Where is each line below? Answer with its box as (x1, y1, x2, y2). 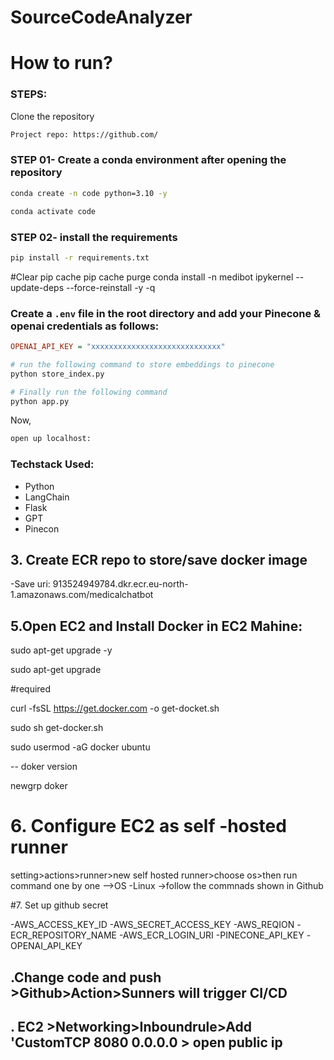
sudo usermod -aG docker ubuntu (10, 741, 151, 753)
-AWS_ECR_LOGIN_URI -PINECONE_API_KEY (118, 929, 305, 941)
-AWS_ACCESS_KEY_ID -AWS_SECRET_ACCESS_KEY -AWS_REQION (10, 919, 295, 931)
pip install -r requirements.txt (10, 252, 150, 263)
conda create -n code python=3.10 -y (10, 188, 168, 198)
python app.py (10, 396, 70, 406)
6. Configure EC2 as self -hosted (10, 815, 287, 838)
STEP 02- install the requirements (10, 230, 178, 244)
